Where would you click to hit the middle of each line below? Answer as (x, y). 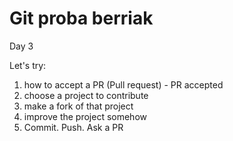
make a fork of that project (78, 106)
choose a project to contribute (86, 95)
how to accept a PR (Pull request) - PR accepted (123, 84)
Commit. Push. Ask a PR (73, 127)
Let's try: (28, 65)
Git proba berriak (81, 18)
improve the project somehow (85, 116)
